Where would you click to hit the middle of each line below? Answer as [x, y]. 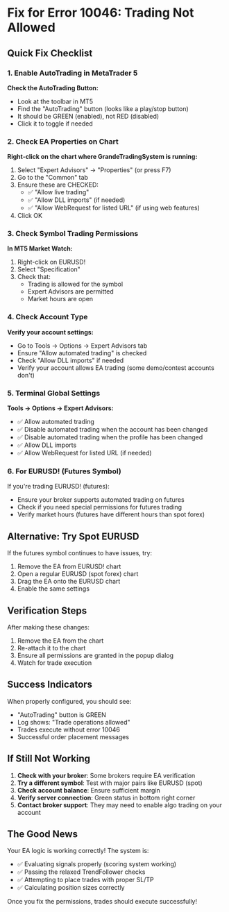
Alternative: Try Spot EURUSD [73, 536]
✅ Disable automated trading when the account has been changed [112, 430]
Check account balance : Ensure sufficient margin [89, 790]
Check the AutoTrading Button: [53, 87]
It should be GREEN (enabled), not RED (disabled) [88, 116]
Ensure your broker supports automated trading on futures [101, 500]
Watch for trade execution [54, 662]
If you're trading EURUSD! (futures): [58, 487]
